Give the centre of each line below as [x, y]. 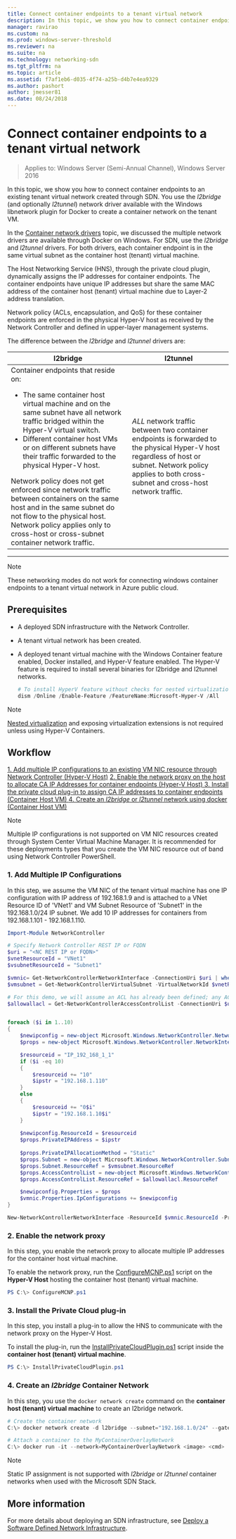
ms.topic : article [34, 72]
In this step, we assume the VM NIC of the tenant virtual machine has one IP [117, 890]
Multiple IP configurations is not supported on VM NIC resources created [113, 834]
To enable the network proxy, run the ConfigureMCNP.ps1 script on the [110, 1272]
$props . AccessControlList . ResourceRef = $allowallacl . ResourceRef [119, 1179]
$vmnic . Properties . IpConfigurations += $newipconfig [99, 1198]
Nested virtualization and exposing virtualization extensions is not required [115, 723]
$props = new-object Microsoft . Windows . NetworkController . [108, 1042]
